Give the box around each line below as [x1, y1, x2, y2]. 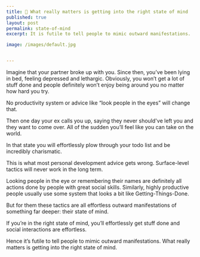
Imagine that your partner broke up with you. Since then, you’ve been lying [6, 69, 190, 75]
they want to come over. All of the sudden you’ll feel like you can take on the [6, 124, 194, 130]
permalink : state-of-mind [6, 25, 70, 32]
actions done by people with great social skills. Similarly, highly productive [6, 183, 189, 191]
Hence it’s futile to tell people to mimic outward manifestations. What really [6, 237, 190, 244]
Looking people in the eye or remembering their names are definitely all [6, 178, 182, 184]
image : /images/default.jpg [6, 42, 76, 48]
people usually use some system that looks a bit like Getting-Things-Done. [6, 190, 189, 197]
